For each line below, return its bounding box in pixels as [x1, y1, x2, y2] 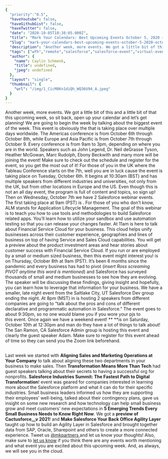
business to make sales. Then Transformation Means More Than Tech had [5, 363, 161, 369]
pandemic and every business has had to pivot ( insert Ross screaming [5, 263, 150, 269]
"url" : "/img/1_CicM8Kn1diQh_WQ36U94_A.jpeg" [14, 86, 111, 91]
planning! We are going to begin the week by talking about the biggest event [5, 120, 162, 126]
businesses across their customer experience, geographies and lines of [5, 231, 153, 237]
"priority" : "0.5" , [9, 12, 48, 17]
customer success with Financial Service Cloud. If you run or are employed [5, 247, 160, 253]
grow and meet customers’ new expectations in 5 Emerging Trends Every [5, 405, 157, 411]
